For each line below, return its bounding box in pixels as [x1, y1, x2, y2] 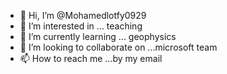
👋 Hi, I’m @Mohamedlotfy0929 [19, 10, 147, 21]
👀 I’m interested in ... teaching [19, 20, 143, 32]
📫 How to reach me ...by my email [19, 53, 163, 64]
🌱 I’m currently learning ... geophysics [19, 31, 177, 42]
